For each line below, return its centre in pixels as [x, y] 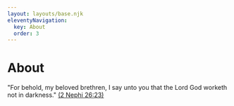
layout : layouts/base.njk [45, 14]
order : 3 [26, 33]
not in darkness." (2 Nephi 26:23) [56, 95]
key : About [30, 27]
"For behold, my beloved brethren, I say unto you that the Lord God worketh [117, 88]
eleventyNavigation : [38, 20]
